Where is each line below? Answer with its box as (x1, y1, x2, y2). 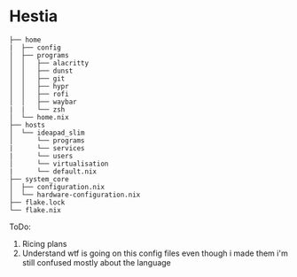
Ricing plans (21, 238, 67, 249)
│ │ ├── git (9, 73, 66, 83)
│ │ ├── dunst (9, 66, 74, 75)
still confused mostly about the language (21, 257, 171, 267)
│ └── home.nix (9, 112, 69, 121)
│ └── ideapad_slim (9, 128, 86, 137)
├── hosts (9, 120, 46, 129)
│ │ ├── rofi (9, 89, 69, 98)
